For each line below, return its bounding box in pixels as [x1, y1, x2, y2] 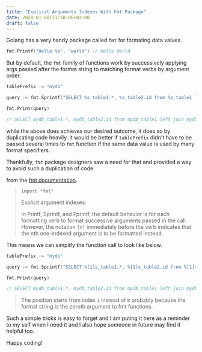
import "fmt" [20, 188, 54, 194]
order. [6, 72, 21, 79]
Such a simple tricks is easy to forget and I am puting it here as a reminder [6, 315, 191, 322]
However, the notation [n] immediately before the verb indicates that [20, 223, 192, 230]
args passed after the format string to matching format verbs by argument [6, 66, 189, 73]
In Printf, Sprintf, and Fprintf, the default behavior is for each [20, 210, 170, 217]
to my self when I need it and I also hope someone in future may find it [6, 321, 181, 328]
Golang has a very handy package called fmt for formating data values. [6, 37, 182, 44]
